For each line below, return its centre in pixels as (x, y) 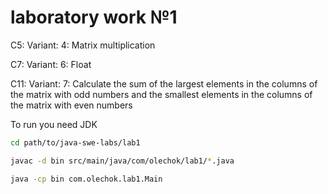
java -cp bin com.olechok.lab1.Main (86, 179)
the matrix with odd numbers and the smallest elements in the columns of (161, 94)
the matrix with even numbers (71, 105)
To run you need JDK (54, 124)
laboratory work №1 (94, 17)
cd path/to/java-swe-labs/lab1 (75, 142)
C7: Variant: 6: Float (51, 64)
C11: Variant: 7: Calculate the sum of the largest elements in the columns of (164, 83)
